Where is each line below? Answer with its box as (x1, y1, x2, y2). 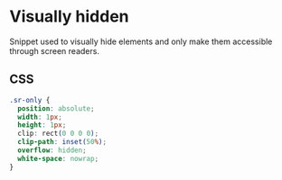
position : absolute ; (17, 103, 95, 113)
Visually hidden (9, 6, 129, 27)
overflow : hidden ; (17, 146, 88, 155)
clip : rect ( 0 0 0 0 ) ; (17, 129, 99, 139)
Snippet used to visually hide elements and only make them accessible (9, 36, 273, 47)
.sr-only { (9, 95, 51, 104)
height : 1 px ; (17, 121, 67, 130)
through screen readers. (9, 45, 99, 56)
